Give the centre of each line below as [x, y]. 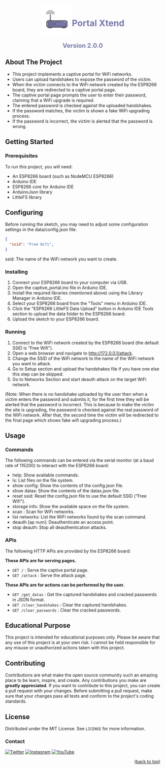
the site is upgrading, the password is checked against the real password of [82, 410]
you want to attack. [32, 363]
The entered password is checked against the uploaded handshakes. [82, 105]
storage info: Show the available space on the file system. [71, 507]
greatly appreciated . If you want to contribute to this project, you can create [83, 686]
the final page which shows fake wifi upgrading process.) [63, 420]
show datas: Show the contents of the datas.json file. [66, 491]
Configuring [24, 212]
